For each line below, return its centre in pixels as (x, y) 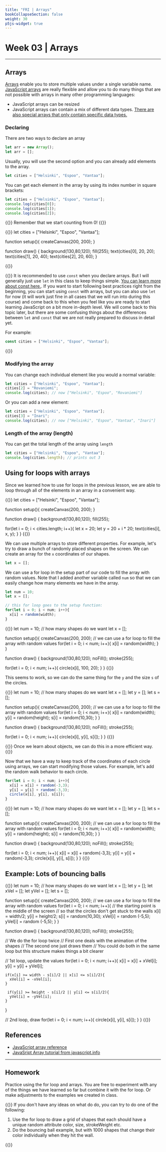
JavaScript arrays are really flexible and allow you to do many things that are (83, 89)
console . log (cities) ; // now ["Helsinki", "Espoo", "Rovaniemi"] (74, 393)
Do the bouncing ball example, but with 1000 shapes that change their (83, 1130)
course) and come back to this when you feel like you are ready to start (78, 302)
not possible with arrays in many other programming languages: (70, 95)
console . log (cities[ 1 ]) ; (31, 209)
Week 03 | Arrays (42, 48)
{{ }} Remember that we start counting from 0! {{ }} (56, 222)
